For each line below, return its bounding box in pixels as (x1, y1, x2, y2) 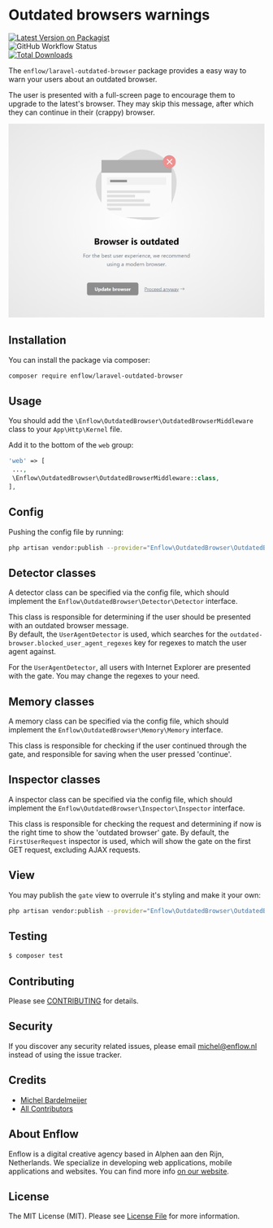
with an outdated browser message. (8, 621, 129, 631)
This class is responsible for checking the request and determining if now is (8, 819, 262, 828)
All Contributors (19, 1103, 73, 1113)
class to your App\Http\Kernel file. (8, 425, 123, 435)
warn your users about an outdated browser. (8, 74, 158, 84)
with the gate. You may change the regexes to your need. (8, 671, 201, 681)
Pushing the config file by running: (8, 527, 124, 536)
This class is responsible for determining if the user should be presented (8, 612, 251, 622)
